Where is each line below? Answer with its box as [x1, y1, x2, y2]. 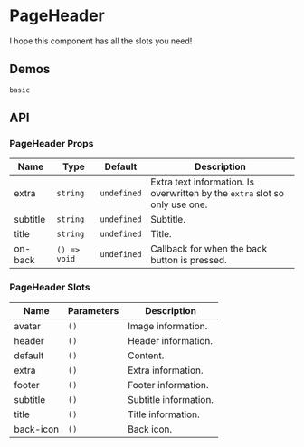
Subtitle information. [128, 393, 214, 405]
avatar [14, 319, 41, 332]
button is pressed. [150, 254, 228, 267]
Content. [128, 349, 165, 362]
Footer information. [128, 378, 210, 391]
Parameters [67, 304, 119, 317]
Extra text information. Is [150, 176, 255, 188]
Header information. [128, 334, 214, 347]
